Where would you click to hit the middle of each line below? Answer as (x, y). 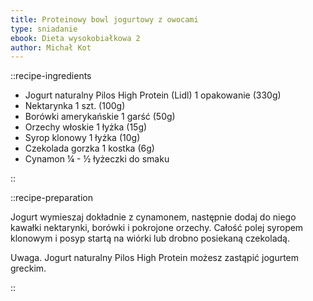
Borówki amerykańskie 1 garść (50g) (100, 117)
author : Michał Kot (51, 47)
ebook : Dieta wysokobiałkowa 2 (75, 38)
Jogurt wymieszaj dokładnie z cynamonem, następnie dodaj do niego (153, 217)
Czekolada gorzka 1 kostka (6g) (89, 148)
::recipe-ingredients (51, 76)
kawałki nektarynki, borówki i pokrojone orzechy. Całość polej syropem (157, 228)
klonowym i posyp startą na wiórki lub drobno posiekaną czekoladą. (150, 238)
